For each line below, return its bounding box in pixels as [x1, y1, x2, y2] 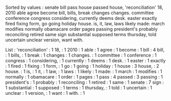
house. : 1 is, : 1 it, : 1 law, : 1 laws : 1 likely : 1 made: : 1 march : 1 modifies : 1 [5, 68, 162, 74]
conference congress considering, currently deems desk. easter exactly [5, 15, 158, 21]
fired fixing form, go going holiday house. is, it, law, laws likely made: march [5, 20, 165, 27]
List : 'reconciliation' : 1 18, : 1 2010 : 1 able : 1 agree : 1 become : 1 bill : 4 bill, [5, 47, 165, 53]
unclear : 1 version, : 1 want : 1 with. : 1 [5, 90, 85, 96]
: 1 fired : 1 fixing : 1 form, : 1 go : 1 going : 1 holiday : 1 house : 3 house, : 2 [5, 63, 160, 69]
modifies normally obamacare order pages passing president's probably [5, 26, 158, 32]
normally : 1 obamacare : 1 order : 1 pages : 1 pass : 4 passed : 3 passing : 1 [5, 74, 163, 80]
